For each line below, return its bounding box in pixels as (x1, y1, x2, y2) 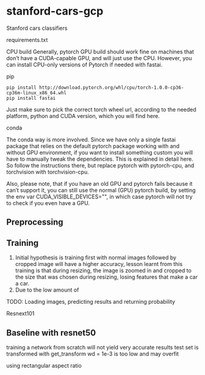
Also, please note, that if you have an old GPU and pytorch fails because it (6, 180, 193, 187)
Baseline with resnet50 (6, 328, 96, 338)
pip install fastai (6, 95, 56, 101)
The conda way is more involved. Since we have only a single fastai (6, 136, 176, 143)
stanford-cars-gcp (6, 4, 104, 18)
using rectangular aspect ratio (6, 362, 82, 369)
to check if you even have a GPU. (6, 199, 90, 206)
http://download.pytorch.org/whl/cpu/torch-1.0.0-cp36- (38, 84, 184, 91)
